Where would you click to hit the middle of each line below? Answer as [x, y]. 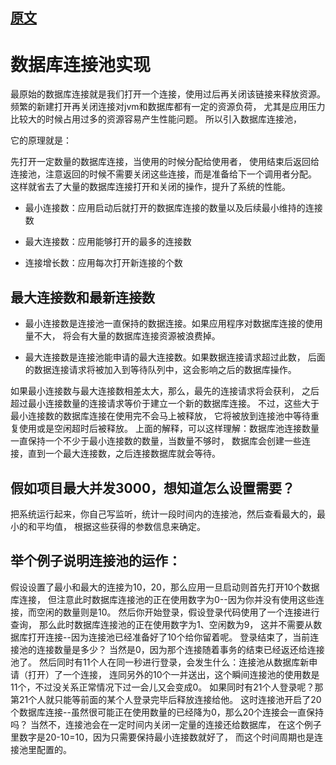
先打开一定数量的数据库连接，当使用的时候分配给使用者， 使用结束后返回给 [165, 162]
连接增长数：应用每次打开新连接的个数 [103, 263]
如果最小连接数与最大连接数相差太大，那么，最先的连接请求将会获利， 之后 [165, 391]
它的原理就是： [41, 140]
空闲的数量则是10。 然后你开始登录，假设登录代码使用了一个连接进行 [178, 612]
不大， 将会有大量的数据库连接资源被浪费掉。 [127, 336]
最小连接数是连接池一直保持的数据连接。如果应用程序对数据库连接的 [165, 324]
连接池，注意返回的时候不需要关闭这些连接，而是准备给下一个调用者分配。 [163, 174]
